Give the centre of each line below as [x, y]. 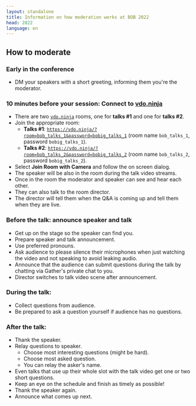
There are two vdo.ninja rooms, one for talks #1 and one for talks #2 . [99, 117]
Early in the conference [40, 69]
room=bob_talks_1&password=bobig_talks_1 [75, 136]
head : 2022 [19, 23]
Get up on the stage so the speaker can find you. [74, 233]
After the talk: [26, 327]
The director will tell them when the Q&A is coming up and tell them [97, 199]
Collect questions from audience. [55, 305]
